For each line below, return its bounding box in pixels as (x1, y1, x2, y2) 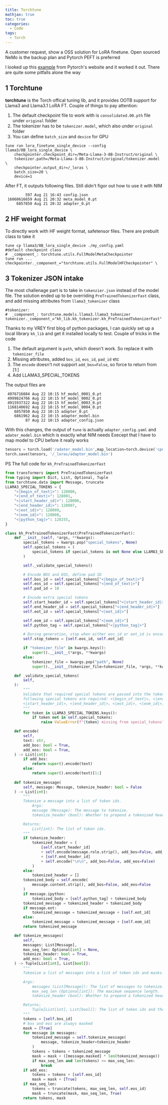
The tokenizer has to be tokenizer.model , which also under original (12, 123, 153, 129)
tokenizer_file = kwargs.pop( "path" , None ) (31, 659, 124, 664)
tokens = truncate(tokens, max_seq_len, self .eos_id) (31, 1086, 146, 1091)
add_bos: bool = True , (23, 742, 70, 748)
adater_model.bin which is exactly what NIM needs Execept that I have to (5, 432, 156, 438)
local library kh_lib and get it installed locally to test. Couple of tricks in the (5, 331, 160, 337)
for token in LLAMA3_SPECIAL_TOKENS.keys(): (23, 710, 117, 715)
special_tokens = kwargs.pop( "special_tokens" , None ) (23, 540, 137, 545)
